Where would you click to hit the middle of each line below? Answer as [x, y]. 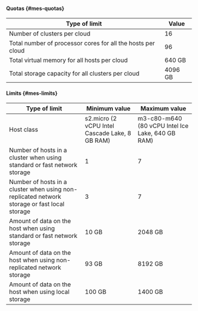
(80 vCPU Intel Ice [163, 126]
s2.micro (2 [101, 119]
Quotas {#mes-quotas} [35, 8]
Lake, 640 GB [156, 133]
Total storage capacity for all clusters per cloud [74, 74]
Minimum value [108, 109]
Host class [24, 130]
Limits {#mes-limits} [32, 93]
